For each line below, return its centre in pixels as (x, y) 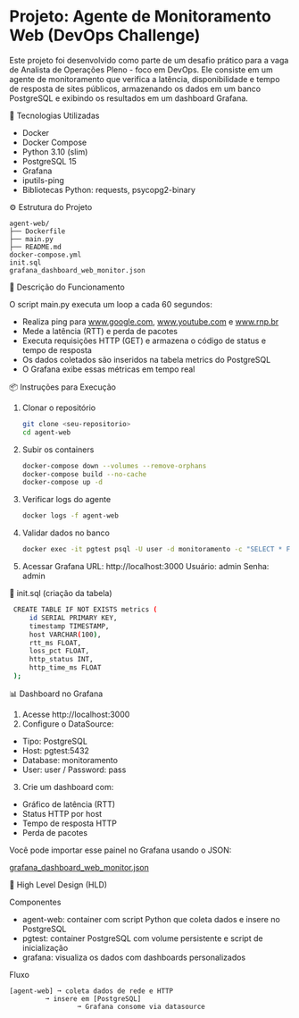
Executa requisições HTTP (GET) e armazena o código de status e (144, 341)
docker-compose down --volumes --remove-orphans (114, 466)
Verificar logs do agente (66, 500)
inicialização (45, 947)
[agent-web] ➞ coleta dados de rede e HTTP (91, 991)
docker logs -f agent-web (70, 516)
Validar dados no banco (66, 533)
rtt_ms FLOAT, (55, 643)
